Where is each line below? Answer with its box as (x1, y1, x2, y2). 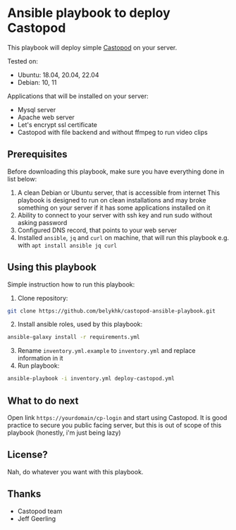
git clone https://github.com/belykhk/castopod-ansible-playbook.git (7, 307, 216, 315)
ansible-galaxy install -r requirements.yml (7, 334, 140, 341)
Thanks (7, 488, 42, 500)
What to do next (7, 395, 79, 406)
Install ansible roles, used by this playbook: (17, 320, 143, 329)
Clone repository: (17, 294, 68, 302)
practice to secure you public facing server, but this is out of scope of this (7, 421, 222, 429)
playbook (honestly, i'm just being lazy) (7, 428, 121, 437)
